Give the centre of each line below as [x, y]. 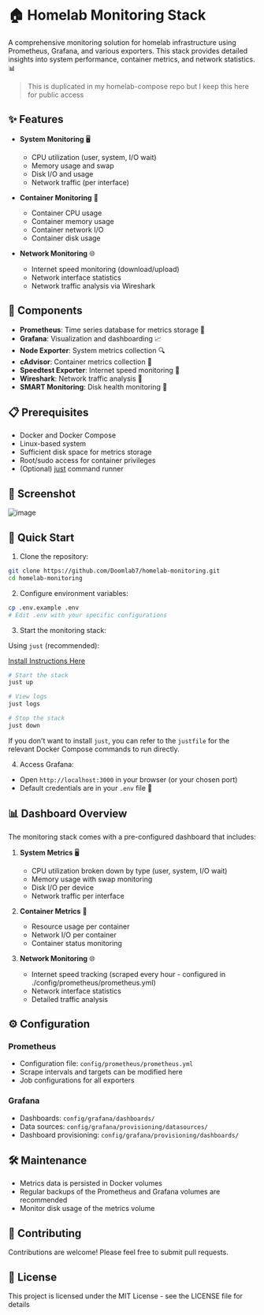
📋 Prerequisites [48, 412]
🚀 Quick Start [41, 537]
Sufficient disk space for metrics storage [86, 452]
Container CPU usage [67, 213]
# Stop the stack [37, 718]
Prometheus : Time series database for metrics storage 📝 [112, 330]
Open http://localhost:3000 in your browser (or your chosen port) [128, 779]
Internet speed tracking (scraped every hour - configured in [128, 974]
